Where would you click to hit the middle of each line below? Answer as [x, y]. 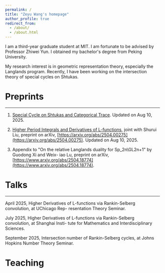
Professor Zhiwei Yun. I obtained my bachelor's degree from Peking [74, 52]
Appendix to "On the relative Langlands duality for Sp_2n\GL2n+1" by [82, 149]
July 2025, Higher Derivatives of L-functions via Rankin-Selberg [70, 218]
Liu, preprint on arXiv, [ [35, 135]
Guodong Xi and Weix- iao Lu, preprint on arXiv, [61, 155]
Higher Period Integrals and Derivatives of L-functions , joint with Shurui [84, 129]
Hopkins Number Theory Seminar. [40, 243]
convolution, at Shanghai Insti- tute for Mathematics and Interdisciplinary [79, 223]
